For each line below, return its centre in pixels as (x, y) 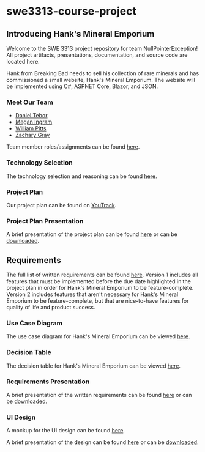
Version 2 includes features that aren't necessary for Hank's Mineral (92, 294)
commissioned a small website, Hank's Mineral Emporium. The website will (101, 80)
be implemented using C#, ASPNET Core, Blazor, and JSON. (82, 86)
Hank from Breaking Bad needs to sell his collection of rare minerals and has (103, 73)
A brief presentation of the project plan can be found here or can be (92, 234)
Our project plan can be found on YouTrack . (61, 205)
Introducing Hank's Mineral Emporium (80, 34)
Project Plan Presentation (45, 221)
